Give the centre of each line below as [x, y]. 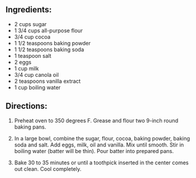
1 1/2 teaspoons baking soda [49, 49]
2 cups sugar [30, 24]
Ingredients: [29, 10]
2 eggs [23, 62]
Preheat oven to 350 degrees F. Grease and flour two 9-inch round [96, 120]
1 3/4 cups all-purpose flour [48, 30]
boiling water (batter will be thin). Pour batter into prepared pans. [94, 151]
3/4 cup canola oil [36, 74]
